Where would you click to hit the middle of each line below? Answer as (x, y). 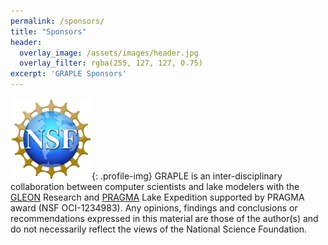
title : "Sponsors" (48, 31)
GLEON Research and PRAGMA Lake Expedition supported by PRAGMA (157, 197)
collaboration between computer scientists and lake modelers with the (155, 186)
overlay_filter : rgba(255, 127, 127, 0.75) (111, 63)
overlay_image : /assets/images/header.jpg (109, 53)
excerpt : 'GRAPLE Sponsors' (69, 74)
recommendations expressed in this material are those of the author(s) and (164, 218)
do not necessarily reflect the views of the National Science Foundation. (159, 229)
